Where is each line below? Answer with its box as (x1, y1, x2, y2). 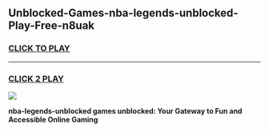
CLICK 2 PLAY (8, 73, 64, 84)
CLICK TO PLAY (8, 43, 70, 54)
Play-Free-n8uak (8, 19, 94, 33)
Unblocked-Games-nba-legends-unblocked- (8, 6, 239, 20)
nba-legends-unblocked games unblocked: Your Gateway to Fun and (8, 106, 243, 115)
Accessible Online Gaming (8, 114, 98, 124)
